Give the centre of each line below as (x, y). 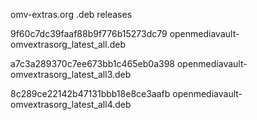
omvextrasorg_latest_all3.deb (71, 74)
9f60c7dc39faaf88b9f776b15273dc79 (89, 33)
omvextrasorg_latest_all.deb (68, 44)
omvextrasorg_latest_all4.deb (71, 104)
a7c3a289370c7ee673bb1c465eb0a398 (93, 63)
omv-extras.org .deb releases (71, 14)
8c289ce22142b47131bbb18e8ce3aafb (90, 93)
